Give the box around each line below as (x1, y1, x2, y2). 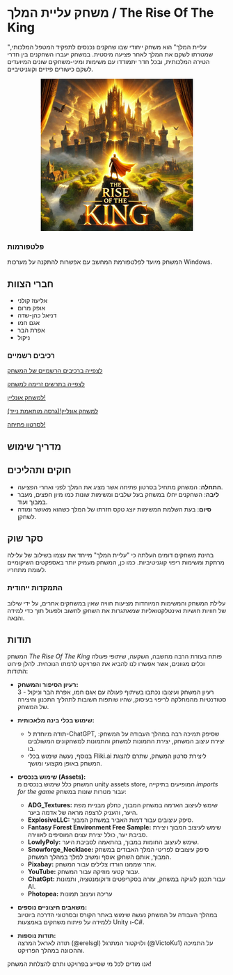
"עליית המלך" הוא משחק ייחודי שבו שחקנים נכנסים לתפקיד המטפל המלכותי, (7, 42, 207, 51)
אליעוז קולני (17, 296, 48, 305)
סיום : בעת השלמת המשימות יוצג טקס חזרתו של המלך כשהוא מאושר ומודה (17, 505, 212, 513)
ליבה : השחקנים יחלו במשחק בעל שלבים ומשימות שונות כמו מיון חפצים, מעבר (17, 490, 219, 498)
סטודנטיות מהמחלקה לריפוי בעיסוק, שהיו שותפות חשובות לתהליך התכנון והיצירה (17, 695, 227, 704)
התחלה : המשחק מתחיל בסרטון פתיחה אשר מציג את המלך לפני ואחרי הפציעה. (17, 482, 223, 491)
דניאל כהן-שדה (17, 311, 57, 319)
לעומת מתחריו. (7, 566, 47, 574)
